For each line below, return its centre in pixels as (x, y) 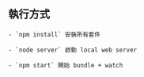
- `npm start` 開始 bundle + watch (66, 65)
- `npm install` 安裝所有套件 (54, 34)
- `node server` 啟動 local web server (73, 50)
